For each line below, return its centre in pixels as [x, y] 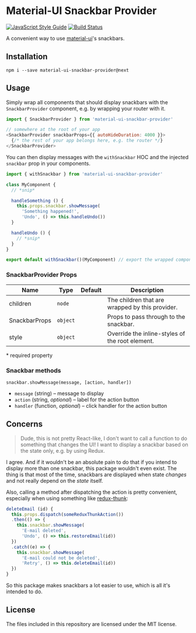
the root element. [131, 340]
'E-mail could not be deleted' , [61, 558]
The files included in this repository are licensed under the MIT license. [91, 624]
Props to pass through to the [146, 316]
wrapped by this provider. [142, 307]
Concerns [24, 424]
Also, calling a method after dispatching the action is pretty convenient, [92, 492]
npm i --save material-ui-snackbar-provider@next [68, 70]
